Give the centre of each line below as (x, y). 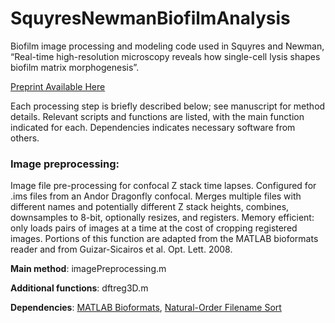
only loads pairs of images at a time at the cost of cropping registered (154, 228)
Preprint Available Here (58, 86)
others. (25, 138)
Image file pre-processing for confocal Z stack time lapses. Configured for (163, 186)
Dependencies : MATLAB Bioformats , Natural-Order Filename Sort (146, 308)
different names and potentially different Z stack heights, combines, (150, 207)
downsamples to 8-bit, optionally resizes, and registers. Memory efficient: (162, 218)
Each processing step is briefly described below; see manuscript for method (168, 106)
